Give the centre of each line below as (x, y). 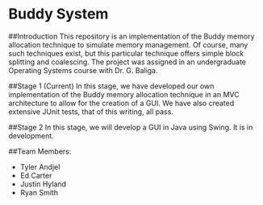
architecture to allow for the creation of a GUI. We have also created (121, 103)
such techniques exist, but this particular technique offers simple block (126, 53)
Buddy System (58, 14)
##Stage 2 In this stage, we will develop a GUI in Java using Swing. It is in (131, 127)
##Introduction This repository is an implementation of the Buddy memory (132, 36)
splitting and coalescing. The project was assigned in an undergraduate (127, 62)
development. (31, 135)
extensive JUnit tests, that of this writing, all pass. (91, 111)
